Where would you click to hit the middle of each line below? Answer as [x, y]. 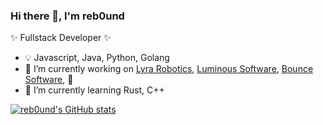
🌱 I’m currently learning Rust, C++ [94, 90]
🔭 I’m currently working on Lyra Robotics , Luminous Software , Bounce [169, 69]
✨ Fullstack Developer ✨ [61, 38]
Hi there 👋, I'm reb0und [67, 16]
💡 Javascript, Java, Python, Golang [97, 58]
